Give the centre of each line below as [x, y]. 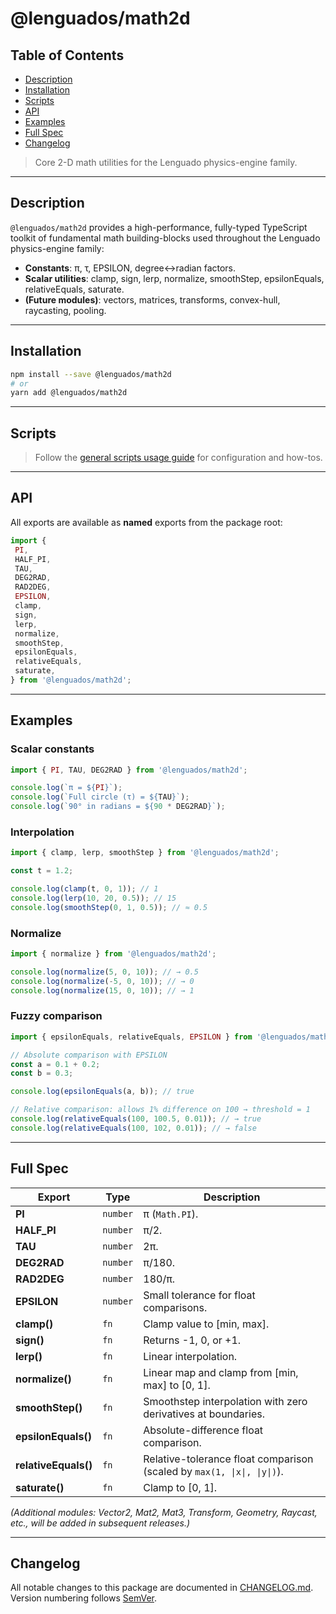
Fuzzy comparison [56, 1016]
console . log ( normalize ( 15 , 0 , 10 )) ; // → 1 [102, 990]
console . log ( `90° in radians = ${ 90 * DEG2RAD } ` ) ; [118, 807]
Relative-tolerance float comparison [228, 1459]
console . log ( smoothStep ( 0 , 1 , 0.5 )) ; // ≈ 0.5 [109, 907]
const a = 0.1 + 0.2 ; [55, 1064]
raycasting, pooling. [65, 310]
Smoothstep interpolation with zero [225, 1401]
